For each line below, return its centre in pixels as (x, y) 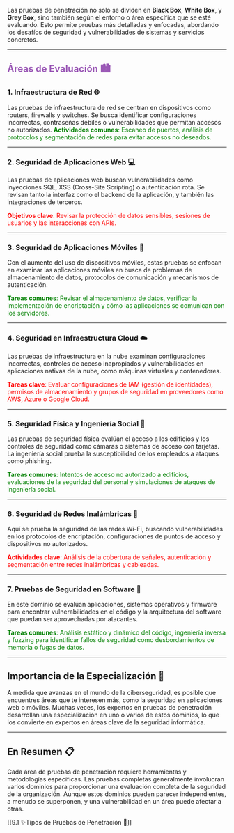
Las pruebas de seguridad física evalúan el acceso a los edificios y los (108, 439)
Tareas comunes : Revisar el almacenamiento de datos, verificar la (102, 298)
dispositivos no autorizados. (48, 544)
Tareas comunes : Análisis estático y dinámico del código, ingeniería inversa (117, 632)
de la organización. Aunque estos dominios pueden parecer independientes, (117, 794)
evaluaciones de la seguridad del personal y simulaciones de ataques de (111, 482)
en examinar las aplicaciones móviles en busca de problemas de (100, 270)
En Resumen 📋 (41, 752)
